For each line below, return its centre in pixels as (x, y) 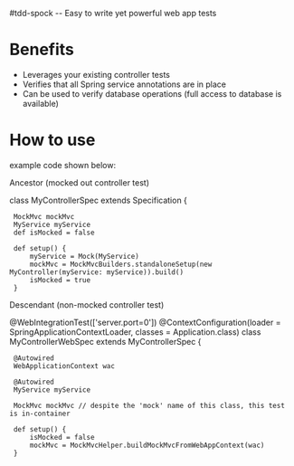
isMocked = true (60, 280)
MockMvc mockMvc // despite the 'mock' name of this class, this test (149, 405)
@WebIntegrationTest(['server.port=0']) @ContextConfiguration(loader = (145, 322)
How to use (52, 140)
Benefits (42, 50)
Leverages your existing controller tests (96, 74)
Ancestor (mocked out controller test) (80, 182)
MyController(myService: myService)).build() (96, 272)
